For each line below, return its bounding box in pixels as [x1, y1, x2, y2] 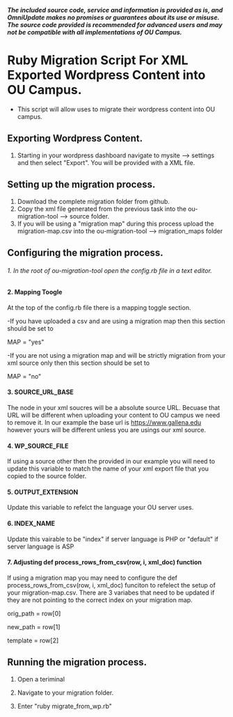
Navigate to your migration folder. [17, 688, 114, 697]
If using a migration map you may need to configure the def [7, 574, 178, 582]
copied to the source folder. [7, 472, 87, 480]
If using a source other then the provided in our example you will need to [7, 457, 216, 466]
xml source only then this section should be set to [7, 358, 150, 367]
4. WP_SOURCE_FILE [7, 441, 69, 450]
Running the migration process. [7, 656, 147, 668]
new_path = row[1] [7, 622, 61, 631]
